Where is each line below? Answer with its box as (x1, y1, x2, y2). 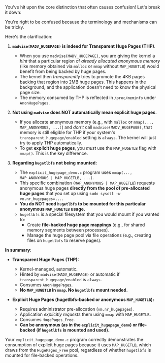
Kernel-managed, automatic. (19, 266, 78, 272)
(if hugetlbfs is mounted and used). (36, 327, 110, 333)
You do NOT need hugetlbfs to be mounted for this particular (19, 201, 146, 206)
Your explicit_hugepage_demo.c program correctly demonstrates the (5, 337, 144, 342)
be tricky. (5, 24, 25, 30)
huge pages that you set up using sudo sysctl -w (19, 191, 121, 196)
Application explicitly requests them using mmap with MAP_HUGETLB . (19, 311, 151, 317)
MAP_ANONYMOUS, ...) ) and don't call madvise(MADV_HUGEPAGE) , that (19, 124, 152, 130)
